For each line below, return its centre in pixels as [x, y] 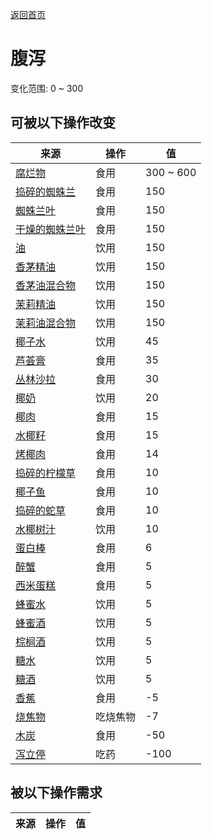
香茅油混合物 [46, 285]
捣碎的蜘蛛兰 [46, 191]
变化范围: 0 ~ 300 [47, 88]
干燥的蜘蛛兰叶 [51, 229]
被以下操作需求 [56, 793]
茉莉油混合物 [46, 323]
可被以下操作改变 [63, 123]
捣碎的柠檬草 [46, 473]
